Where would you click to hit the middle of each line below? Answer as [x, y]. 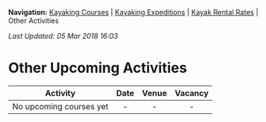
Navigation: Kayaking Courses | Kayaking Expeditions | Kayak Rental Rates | [133, 12]
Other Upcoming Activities [98, 68]
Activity [60, 93]
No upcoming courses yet [60, 106]
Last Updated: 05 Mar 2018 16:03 [63, 36]
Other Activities [34, 21]
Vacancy [191, 93]
